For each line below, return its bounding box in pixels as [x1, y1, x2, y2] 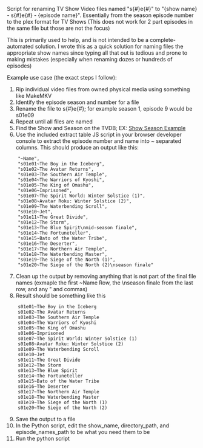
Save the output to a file [15, 416, 76, 422]
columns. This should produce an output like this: [15, 144, 139, 151]
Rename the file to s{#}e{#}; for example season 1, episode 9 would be [15, 105, 193, 112]
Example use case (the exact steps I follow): [7, 74, 117, 81]
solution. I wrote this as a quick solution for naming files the [35, 43, 184, 50]
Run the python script [15, 435, 70, 442]
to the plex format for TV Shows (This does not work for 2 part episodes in [7, 18, 193, 25]
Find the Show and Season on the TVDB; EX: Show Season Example [15, 125, 186, 131]
